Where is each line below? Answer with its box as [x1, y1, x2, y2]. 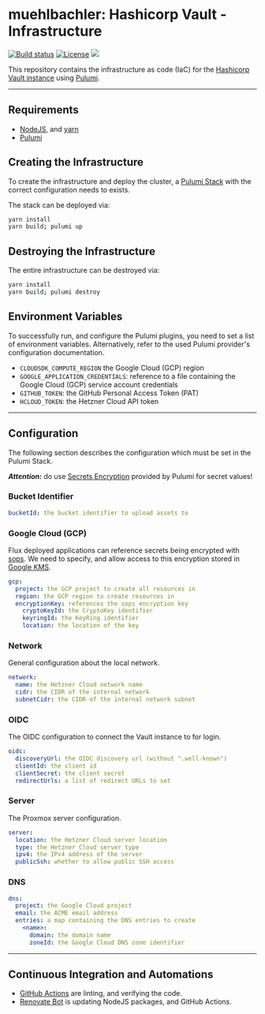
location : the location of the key [22, 622, 140, 630]
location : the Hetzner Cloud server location [15, 836, 168, 844]
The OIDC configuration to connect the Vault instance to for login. [8, 732, 222, 742]
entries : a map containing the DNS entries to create [15, 917, 196, 925]
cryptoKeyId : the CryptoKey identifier [22, 607, 154, 615]
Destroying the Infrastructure [8, 245, 156, 258]
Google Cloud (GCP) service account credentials [19, 380, 179, 389]
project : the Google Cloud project [15, 902, 132, 910]
